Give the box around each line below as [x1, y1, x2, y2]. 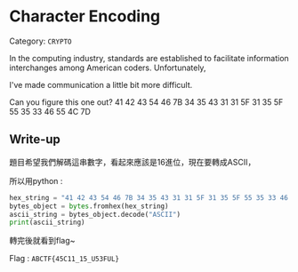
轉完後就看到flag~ [9, 236, 76, 246]
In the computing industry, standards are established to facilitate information [9, 52, 289, 63]
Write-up [9, 132, 60, 148]
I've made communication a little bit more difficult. [9, 79, 193, 90]
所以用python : [9, 175, 63, 186]
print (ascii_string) [9, 218, 86, 228]
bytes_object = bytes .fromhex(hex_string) [9, 202, 169, 211]
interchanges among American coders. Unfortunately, [9, 62, 206, 73]
